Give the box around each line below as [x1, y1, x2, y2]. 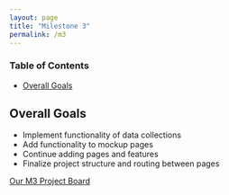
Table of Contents [9, 59, 90, 72]
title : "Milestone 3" [9, 22, 91, 31]
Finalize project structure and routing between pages [22, 158, 220, 169]
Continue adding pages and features [22, 149, 160, 160]
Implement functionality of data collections [22, 129, 182, 140]
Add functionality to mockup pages [22, 139, 153, 150]
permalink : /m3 [9, 30, 67, 39]
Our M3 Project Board [9, 176, 91, 187]
